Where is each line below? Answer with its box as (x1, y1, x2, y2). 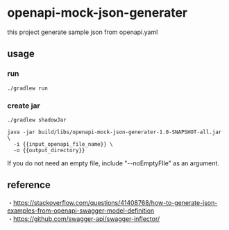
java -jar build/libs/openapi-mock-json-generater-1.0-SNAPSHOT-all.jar (7, 129, 222, 135)
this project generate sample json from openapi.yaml (7, 28, 158, 36)
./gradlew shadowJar (7, 116, 67, 123)
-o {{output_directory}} (13, 147, 85, 154)
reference (7, 179, 51, 191)
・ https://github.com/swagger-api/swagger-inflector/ (7, 214, 160, 223)
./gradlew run (7, 85, 49, 92)
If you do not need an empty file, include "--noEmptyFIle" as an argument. (7, 158, 220, 167)
